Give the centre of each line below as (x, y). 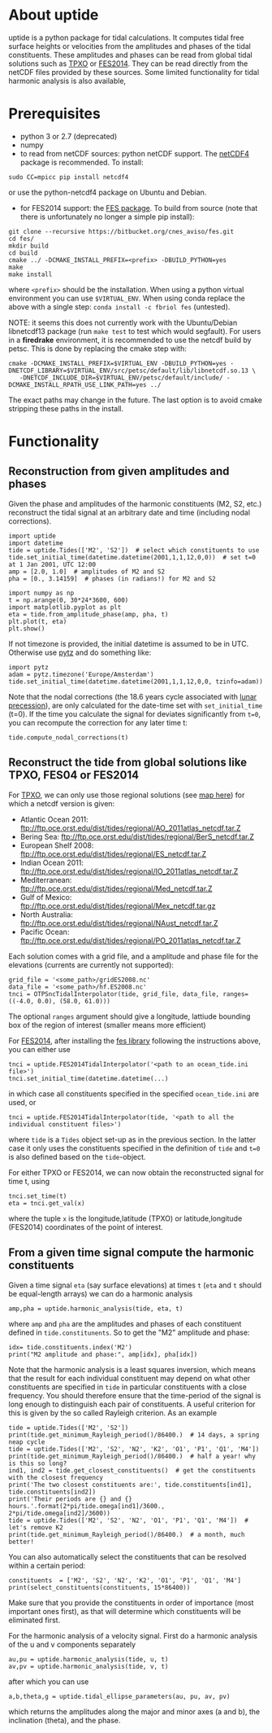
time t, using (29, 1181)
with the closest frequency (56, 1477)
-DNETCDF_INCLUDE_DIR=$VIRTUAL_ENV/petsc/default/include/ (121, 377)
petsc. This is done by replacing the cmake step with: (97, 349)
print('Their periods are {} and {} (70, 1499)
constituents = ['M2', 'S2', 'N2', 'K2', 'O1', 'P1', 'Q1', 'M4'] (125, 1580)
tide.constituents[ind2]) (52, 1492)
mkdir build (28, 246)
